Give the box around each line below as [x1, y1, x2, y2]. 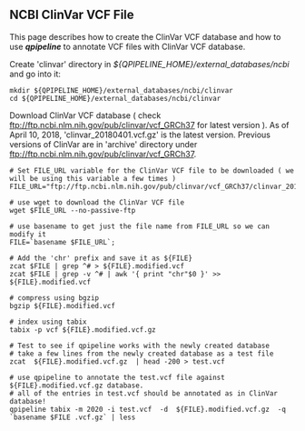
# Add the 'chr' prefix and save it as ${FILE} [9, 254, 193, 263]
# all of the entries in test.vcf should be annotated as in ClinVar [9, 388, 279, 398]
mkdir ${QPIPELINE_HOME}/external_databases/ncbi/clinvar [9, 85, 233, 95]
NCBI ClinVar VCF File [9, 7, 134, 23]
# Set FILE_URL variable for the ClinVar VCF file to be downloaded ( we [9, 165, 295, 175]
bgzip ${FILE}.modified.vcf [9, 301, 116, 310]
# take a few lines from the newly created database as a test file [9, 349, 274, 358]
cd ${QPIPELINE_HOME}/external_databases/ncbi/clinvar [9, 94, 221, 103]
